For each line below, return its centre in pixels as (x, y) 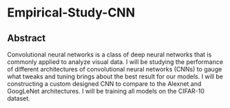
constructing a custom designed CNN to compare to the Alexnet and (104, 84)
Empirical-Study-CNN (71, 13)
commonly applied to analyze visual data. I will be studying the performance (115, 62)
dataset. (19, 98)
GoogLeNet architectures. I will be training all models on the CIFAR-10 (106, 91)
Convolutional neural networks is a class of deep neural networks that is (109, 54)
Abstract (27, 38)
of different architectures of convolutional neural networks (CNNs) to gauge (115, 69)
